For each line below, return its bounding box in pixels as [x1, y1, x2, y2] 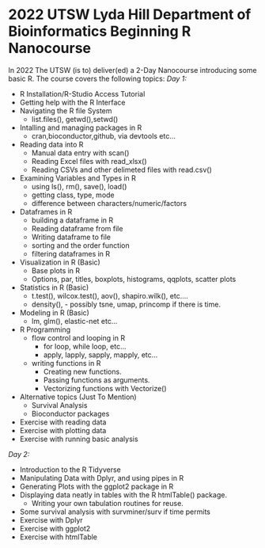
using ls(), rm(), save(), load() [31, 181, 127, 191]
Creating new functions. [43, 367, 122, 376]
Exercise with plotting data [19, 425, 107, 435]
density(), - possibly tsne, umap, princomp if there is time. [31, 299, 221, 309]
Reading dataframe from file [31, 223, 123, 233]
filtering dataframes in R [31, 249, 111, 258]
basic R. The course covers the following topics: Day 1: [8, 74, 187, 83]
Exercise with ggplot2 [19, 523, 91, 533]
